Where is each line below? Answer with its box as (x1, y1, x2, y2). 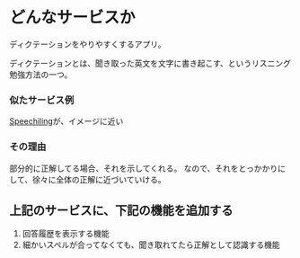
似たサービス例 (9, 93, 75, 106)
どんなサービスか (9, 7, 137, 28)
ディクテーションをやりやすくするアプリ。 (9, 39, 166, 49)
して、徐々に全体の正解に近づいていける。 (9, 173, 166, 184)
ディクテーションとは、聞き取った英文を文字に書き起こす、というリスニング (9, 58, 292, 68)
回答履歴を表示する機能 (22, 228, 110, 239)
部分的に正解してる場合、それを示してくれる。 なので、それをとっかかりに (9, 163, 286, 173)
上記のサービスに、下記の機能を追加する (9, 202, 234, 218)
